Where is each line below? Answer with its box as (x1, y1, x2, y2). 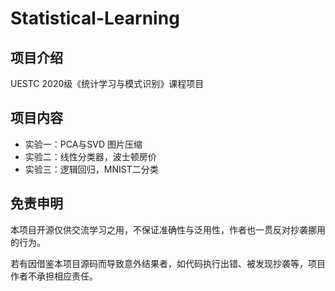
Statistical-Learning (10, 7, 180, 30)
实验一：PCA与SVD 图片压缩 (24, 138, 143, 150)
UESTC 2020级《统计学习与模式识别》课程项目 (10, 78, 205, 89)
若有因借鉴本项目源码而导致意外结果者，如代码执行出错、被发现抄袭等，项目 (10, 257, 326, 269)
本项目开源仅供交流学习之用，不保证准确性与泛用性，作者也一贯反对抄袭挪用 (10, 223, 326, 236)
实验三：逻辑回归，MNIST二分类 (24, 163, 159, 175)
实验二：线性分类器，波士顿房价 (24, 150, 157, 162)
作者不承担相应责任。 (10, 270, 98, 282)
